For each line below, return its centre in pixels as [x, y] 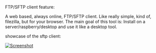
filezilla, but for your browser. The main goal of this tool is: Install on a [75, 22]
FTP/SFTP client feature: [30, 7]
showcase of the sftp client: [33, 36]
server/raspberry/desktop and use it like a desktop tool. [61, 27]
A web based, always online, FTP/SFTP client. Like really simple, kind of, [78, 16]
